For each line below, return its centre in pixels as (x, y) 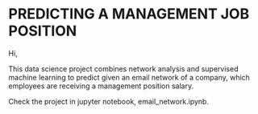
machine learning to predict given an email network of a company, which (129, 77)
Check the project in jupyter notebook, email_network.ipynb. (109, 101)
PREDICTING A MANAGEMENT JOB (129, 14)
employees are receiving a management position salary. (101, 86)
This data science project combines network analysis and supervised (123, 68)
